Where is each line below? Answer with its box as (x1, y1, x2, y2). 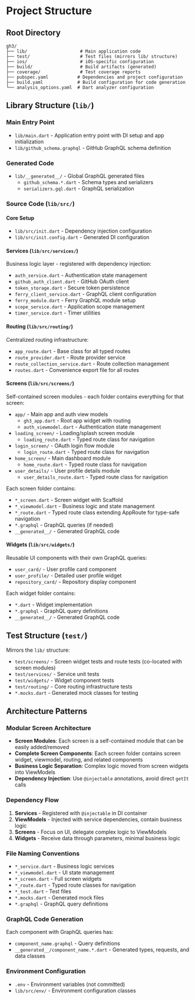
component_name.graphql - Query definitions (14, 940, 121, 947)
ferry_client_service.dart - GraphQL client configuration (14, 290, 157, 298)
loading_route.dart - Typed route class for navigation (23, 436, 155, 443)
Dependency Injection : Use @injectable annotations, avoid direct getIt (14, 775, 189, 782)
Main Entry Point (6, 118, 55, 126)
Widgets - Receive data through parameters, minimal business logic (14, 834, 181, 842)
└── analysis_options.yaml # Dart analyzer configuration (6, 84, 154, 90)
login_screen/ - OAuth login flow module (14, 442, 115, 449)
